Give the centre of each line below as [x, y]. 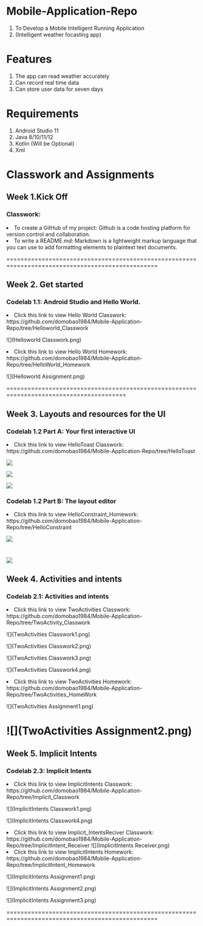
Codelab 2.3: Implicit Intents [49, 771]
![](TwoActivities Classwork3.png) [49, 658]
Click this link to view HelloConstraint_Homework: [76, 515]
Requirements [43, 114]
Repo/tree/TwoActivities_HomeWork [52, 695]
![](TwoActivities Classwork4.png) [49, 670]
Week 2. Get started [45, 285]
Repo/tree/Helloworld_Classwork [47, 328]
